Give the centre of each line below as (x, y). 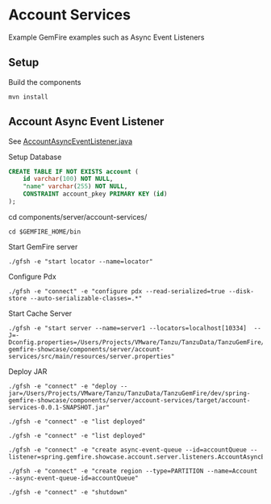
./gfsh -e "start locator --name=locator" (81, 261)
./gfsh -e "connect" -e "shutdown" (68, 492)
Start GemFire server (43, 246)
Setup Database (35, 157)
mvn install (28, 97)
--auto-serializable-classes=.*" (86, 298)
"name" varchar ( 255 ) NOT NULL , (75, 187)
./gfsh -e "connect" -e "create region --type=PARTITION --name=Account (133, 471)
